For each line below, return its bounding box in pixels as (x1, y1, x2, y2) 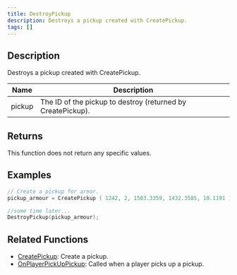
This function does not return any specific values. (7, 149, 152, 157)
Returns (7, 130, 44, 142)
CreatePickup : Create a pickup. (17, 252, 109, 261)
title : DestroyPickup (7, 10, 71, 18)
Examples (7, 169, 51, 181)
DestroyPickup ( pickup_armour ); (7, 213, 99, 221)
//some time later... (7, 207, 71, 214)
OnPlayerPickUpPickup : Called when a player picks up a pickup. (17, 259, 205, 269)
